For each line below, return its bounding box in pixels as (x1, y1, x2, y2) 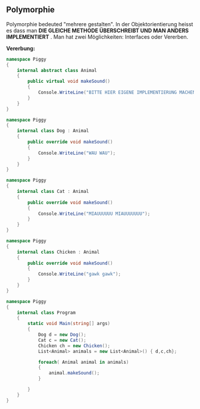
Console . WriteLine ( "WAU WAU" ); (37, 150, 116, 156)
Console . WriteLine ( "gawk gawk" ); (37, 271, 121, 277)
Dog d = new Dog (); (37, 332, 86, 338)
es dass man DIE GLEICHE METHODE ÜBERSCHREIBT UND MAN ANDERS (6, 27, 189, 34)
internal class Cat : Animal (17, 189, 89, 195)
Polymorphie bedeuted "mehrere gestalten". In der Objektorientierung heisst (6, 20, 193, 27)
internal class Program (17, 310, 76, 316)
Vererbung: (6, 45, 36, 52)
